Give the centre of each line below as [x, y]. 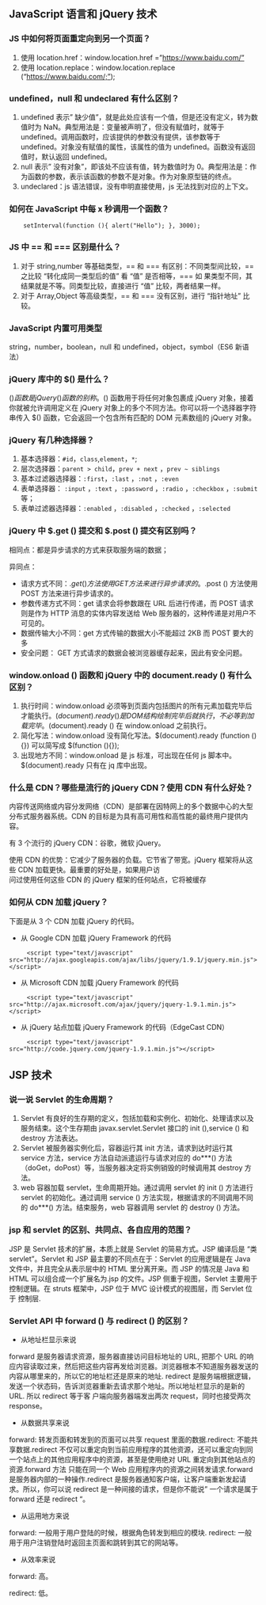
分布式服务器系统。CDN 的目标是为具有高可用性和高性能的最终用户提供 [125, 816]
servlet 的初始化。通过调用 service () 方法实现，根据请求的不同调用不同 [137, 1198]
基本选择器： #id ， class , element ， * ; [79, 459]
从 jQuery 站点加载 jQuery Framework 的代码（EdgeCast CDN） [124, 1027]
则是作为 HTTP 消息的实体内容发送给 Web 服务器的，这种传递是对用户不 [138, 613]
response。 [28, 1405]
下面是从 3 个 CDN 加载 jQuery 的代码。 [74, 921]
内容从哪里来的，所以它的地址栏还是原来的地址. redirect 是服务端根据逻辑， [132, 1376]
